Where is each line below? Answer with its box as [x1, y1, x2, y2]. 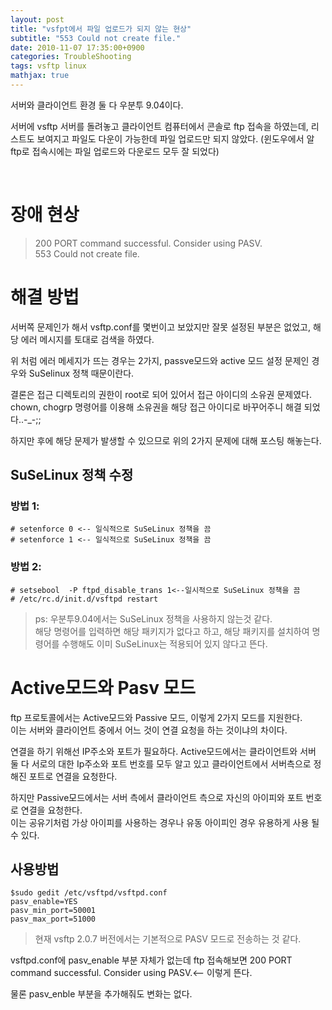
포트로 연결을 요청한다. [28, 770, 118, 782]
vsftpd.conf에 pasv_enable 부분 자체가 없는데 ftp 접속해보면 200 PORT [10, 954, 293, 966]
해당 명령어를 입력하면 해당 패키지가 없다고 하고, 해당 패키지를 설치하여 [34, 625, 310, 637]
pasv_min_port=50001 [10, 906, 97, 916]
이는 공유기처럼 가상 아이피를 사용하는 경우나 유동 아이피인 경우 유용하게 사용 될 [10, 816, 320, 828]
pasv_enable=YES [10, 897, 78, 907]
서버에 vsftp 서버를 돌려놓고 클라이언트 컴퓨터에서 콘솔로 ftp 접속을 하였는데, [10, 120, 309, 132]
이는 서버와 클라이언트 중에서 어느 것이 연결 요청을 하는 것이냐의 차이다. [10, 724, 288, 736]
